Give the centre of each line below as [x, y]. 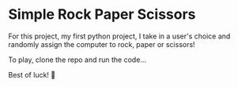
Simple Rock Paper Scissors [102, 14]
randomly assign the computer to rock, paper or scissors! [102, 44]
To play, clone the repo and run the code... [77, 60]
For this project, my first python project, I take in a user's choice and [119, 36]
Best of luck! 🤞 [32, 74]
